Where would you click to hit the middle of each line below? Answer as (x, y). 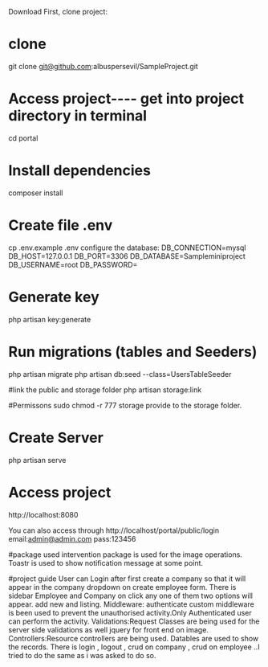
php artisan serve (37, 460)
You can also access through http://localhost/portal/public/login (114, 530)
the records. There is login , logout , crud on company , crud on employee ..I (134, 647)
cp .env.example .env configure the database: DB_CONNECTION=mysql (127, 248)
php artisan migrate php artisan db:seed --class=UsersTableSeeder (120, 374)
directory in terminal (77, 116)
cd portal (23, 138)
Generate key (54, 297)
